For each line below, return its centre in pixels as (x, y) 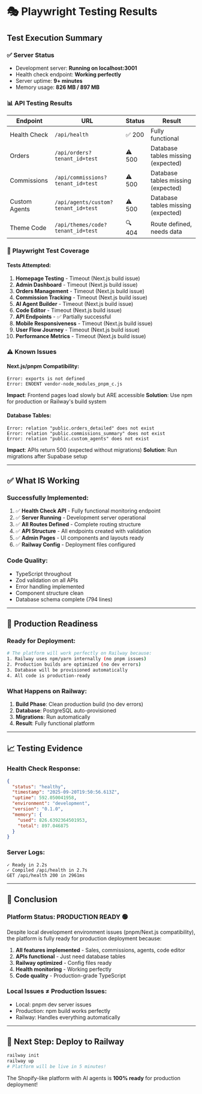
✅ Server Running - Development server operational (81, 518)
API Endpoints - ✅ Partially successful (63, 317)
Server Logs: (26, 852)
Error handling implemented (50, 586)
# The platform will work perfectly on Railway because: (79, 653)
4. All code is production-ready (49, 676)
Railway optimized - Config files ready (64, 963)
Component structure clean (49, 593)
